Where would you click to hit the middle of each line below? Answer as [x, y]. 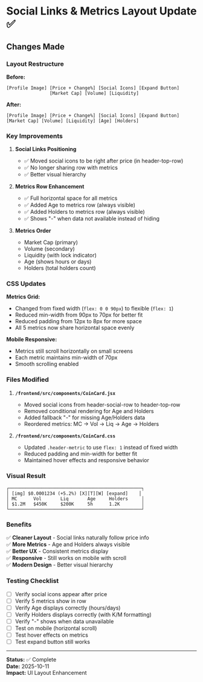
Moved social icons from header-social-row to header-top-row [102, 404]
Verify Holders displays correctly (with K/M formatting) [83, 614]
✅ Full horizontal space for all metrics [71, 198]
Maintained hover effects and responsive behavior [87, 460]
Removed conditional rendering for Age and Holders [89, 411]
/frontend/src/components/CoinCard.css [65, 436]
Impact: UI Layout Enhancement [47, 673]
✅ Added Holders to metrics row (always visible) [84, 212]
